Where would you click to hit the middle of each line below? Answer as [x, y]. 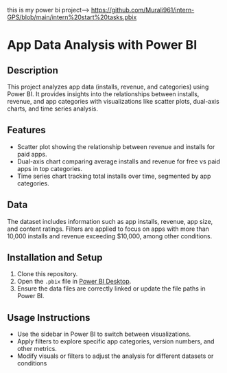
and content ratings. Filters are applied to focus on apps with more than [108, 229]
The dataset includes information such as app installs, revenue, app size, [110, 221]
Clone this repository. [47, 274]
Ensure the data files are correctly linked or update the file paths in [111, 289]
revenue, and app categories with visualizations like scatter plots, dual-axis [113, 101]
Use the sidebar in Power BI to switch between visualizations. [104, 334]
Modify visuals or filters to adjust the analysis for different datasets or [115, 356]
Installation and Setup [55, 258]
